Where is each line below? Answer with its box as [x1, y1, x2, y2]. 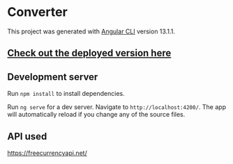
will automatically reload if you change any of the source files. [7, 110, 186, 119]
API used [7, 130, 47, 142]
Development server [7, 71, 98, 83]
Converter [7, 4, 68, 20]
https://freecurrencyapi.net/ [7, 149, 87, 157]
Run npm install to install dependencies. [7, 90, 125, 98]
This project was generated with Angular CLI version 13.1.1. [7, 27, 176, 35]
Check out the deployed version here [7, 47, 172, 59]
